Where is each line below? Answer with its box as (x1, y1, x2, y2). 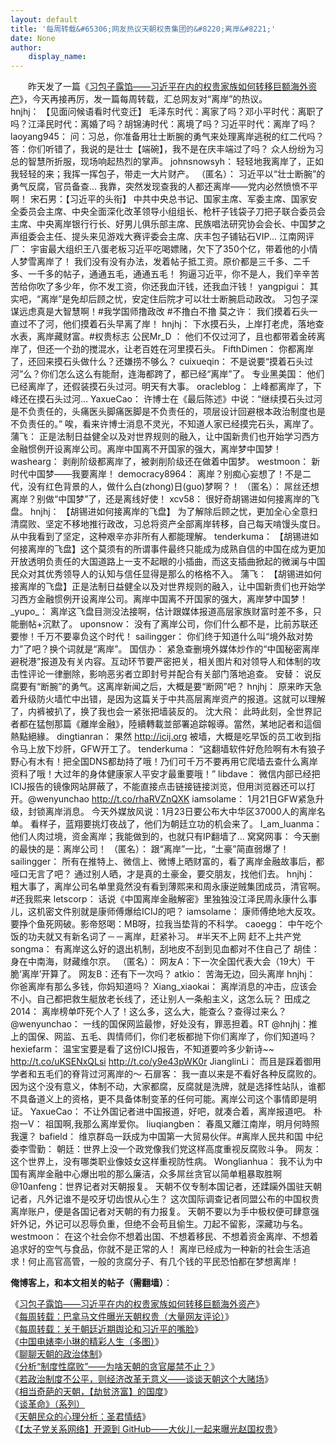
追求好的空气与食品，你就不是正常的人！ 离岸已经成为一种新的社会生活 (10, 1243, 302, 1255)
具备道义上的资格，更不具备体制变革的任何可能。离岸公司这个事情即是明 (18, 1093, 317, 1105)
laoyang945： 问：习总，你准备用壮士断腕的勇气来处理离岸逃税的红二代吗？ (10, 131, 325, 143)
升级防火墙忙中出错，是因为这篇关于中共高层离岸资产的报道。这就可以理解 (18, 693, 326, 705)
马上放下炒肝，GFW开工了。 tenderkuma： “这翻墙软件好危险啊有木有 (18, 743, 308, 755)
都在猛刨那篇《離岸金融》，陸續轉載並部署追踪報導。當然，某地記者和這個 (18, 718, 322, 730)
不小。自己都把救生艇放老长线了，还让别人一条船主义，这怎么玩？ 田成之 (10, 993, 311, 1005)
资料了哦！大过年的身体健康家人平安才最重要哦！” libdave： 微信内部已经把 (10, 768, 321, 780)
